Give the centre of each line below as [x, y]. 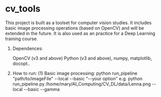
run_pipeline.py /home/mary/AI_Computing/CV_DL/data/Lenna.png [82, 84]
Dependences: [28, 48]
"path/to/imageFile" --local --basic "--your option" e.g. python [77, 78]
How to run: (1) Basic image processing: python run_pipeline [75, 73]
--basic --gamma [42, 89]
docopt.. [21, 63]
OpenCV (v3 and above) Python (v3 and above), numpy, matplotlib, [82, 58]
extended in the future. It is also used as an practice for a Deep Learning [80, 33]
